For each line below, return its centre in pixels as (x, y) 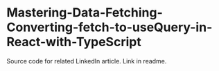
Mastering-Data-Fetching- (85, 13)
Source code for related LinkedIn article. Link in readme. (87, 61)
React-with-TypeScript (74, 42)
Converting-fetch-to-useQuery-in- (109, 27)
